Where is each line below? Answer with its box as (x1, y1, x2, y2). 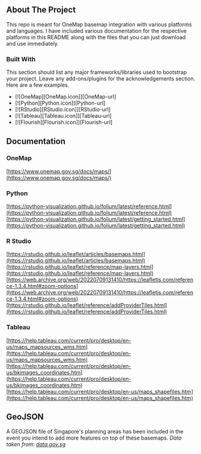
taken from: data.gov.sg (6, 440, 66, 447)
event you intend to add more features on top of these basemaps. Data (6, 434, 182, 441)
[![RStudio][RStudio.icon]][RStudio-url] (14, 106, 111, 113)
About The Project (6, 5, 76, 15)
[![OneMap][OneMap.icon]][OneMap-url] (14, 93, 116, 100)
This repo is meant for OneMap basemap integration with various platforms (6, 20, 192, 28)
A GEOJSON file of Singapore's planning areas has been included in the (6, 428, 184, 435)
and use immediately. (6, 40, 59, 47)
